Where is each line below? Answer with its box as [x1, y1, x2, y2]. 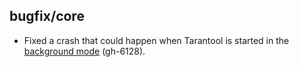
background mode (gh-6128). [23, 45, 146, 57]
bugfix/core [9, 8, 85, 25]
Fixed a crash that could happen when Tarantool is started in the [23, 34, 290, 46]
